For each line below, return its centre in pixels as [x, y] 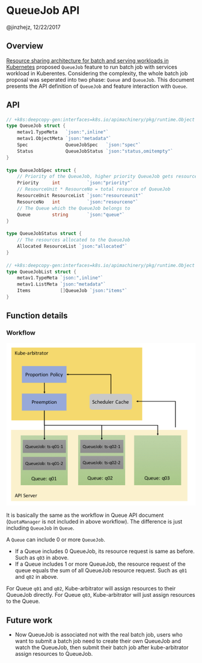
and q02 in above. [36, 577]
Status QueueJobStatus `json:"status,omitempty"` [95, 151]
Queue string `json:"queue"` [71, 215]
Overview [25, 46]
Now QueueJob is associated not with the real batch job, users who [99, 635]
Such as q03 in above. [42, 558]
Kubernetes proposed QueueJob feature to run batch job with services [92, 67]
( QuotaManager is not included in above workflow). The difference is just [94, 522]
